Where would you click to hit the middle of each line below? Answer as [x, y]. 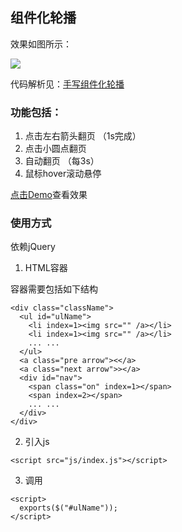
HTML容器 [46, 268]
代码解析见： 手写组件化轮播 [67, 84]
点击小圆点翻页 [55, 149]
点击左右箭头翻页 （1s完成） [83, 136]
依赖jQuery [33, 247]
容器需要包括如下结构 [54, 289]
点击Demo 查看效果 [49, 195]
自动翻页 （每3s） [62, 161]
